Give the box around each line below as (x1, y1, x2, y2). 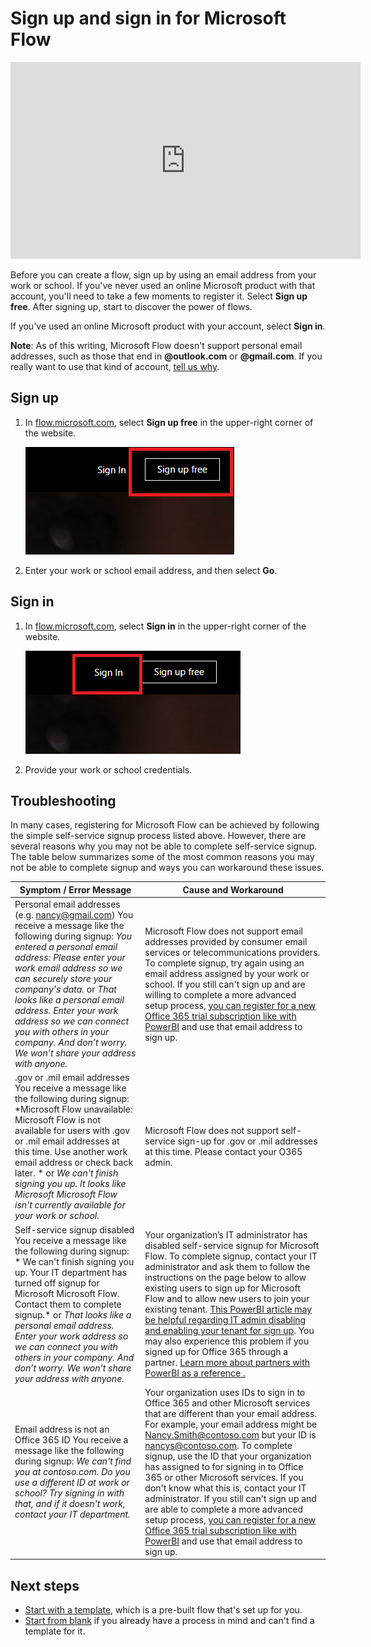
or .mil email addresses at (14, 1135, 120, 1147)
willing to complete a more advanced (144, 988, 297, 1001)
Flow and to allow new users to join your (144, 1293, 310, 1305)
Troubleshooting (10, 792, 117, 809)
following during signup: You (14, 930, 132, 942)
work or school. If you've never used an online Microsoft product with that (10, 279, 316, 291)
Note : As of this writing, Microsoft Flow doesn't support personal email (10, 339, 303, 351)
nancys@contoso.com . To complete (144, 1439, 293, 1451)
